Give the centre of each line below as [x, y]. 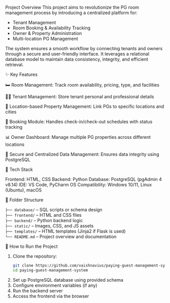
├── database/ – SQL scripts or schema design [54, 210]
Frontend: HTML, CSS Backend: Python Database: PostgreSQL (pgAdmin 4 [84, 179]
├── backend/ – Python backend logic [44, 220]
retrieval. [14, 65]
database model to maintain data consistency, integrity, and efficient [77, 59]
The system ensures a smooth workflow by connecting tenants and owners [84, 48]
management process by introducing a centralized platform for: [72, 13]
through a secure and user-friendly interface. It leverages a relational [77, 54]
